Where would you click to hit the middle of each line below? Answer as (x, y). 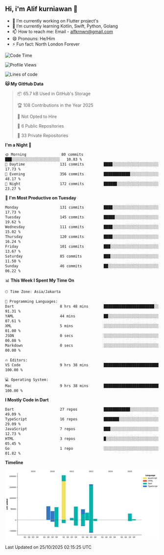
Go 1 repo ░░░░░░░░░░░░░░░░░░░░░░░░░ (82, 448)
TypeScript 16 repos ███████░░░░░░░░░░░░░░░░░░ (82, 419)
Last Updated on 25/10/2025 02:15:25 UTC (48, 547)
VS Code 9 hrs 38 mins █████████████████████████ (82, 365)
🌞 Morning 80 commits (44, 155)
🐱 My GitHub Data (24, 84)
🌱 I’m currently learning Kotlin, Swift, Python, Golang (65, 26)
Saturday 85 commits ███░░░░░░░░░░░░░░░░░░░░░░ (82, 256)
